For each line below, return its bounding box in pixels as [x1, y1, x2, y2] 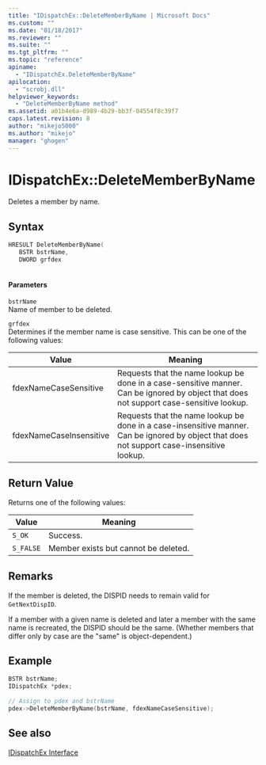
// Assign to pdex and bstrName [8, 698, 115, 706]
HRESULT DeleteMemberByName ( [8, 241, 104, 249]
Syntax [8, 219, 44, 234]
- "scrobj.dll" [15, 85, 66, 93]
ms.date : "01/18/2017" [8, 26, 83, 34]
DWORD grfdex [18, 256, 62, 264]
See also [8, 726, 51, 740]
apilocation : [8, 78, 51, 86]
